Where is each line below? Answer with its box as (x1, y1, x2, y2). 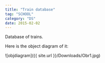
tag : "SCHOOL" (5, 12, 34, 16)
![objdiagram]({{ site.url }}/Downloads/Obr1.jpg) (5, 53, 101, 59)
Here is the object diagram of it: (5, 43, 69, 49)
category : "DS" (5, 16, 36, 21)
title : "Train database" (5, 7, 55, 12)
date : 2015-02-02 (5, 20, 40, 26)
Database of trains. (5, 34, 43, 40)
